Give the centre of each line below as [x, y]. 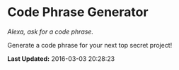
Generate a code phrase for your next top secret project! [90, 45]
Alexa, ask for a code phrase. [51, 31]
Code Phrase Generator [78, 12]
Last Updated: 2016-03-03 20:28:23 [61, 58]
